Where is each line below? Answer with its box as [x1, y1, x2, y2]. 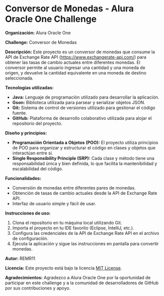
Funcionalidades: [5, 175, 41, 181]
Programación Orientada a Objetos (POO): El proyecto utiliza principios [12, 139, 159, 146]
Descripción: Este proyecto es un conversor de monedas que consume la [5, 49, 155, 55]
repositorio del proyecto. [12, 120, 63, 126]
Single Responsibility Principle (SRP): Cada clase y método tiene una [12, 155, 155, 161]
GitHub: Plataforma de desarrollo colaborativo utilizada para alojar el [12, 115, 152, 121]
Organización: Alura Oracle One [5, 30, 71, 36]
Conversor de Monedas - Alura [5, 3, 134, 14]
